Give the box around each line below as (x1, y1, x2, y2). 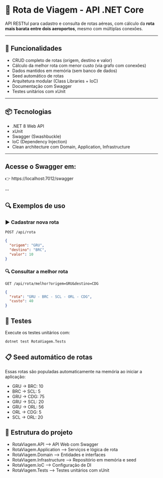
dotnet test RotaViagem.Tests (5, 339, 66, 344)
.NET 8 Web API (12, 123, 45, 129)
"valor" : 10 (9, 252, 34, 257)
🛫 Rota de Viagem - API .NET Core (5, 4, 144, 16)
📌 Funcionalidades (5, 44, 62, 53)
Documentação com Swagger (12, 83, 72, 89)
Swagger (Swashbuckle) (12, 134, 62, 139)
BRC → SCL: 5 (12, 388, 41, 394)
